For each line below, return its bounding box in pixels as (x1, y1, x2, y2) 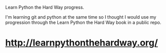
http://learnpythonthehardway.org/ (5, 37, 158, 48)
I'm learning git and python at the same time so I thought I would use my (5, 14, 156, 20)
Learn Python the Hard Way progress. (5, 5, 85, 10)
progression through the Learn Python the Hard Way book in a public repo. (5, 20, 161, 25)
